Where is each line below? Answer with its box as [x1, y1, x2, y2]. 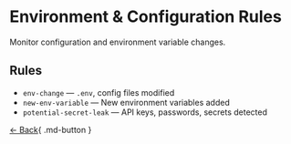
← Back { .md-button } [9, 124, 92, 135]
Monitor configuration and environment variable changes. [9, 36, 226, 47]
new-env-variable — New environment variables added [22, 97, 230, 108]
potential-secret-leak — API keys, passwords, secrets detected [22, 107, 267, 118]
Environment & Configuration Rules [9, 6, 283, 27]
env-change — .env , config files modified [22, 87, 175, 98]
